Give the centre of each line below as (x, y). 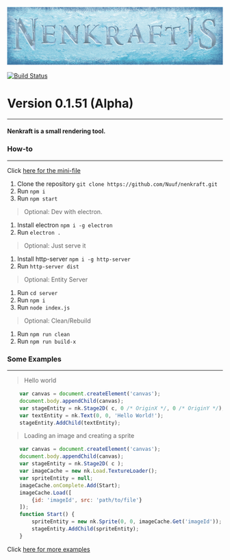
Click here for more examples (49, 549)
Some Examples (34, 359)
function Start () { (47, 515)
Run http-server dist (48, 266)
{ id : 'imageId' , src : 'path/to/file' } (87, 500)
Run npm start (37, 198)
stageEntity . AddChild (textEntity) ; (70, 423)
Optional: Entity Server (55, 279)
